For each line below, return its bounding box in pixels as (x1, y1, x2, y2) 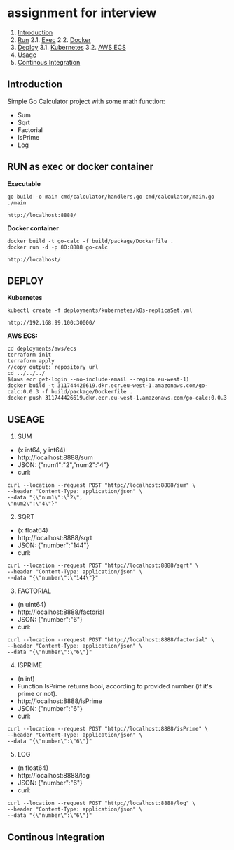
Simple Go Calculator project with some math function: (7, 97, 165, 105)
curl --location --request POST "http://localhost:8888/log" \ (7, 799, 196, 807)
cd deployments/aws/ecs (7, 346, 77, 353)
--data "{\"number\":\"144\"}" (7, 575, 99, 582)
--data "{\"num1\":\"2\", (7, 494, 83, 502)
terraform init (7, 351, 52, 359)
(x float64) (17, 526, 48, 535)
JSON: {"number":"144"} (17, 541, 90, 549)
